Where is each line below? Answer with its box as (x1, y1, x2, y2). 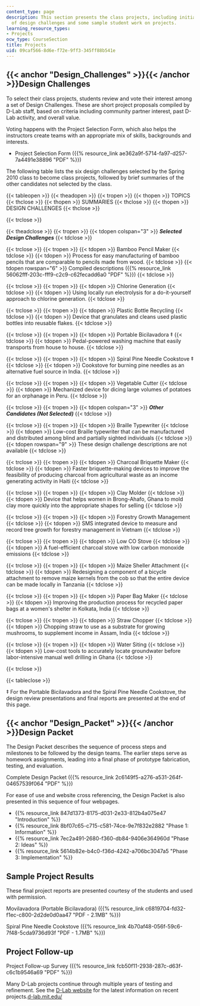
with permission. (6, 893, 47, 901)
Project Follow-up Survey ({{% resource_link (6, 962, 115, 970)
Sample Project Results (6, 871, 94, 881)
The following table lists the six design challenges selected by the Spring (6, 168, 185, 175)
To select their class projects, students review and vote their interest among (6, 95, 192, 102)
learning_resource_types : (6, 25, 70, 32)
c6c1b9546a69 (6, 969, 43, 976)
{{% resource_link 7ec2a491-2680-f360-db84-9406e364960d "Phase (14, 835, 189, 842)
